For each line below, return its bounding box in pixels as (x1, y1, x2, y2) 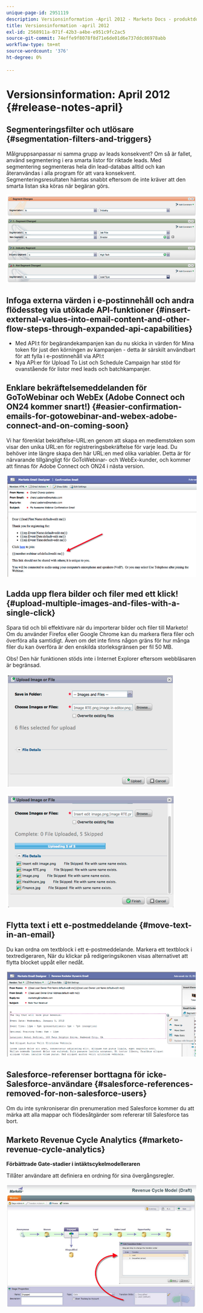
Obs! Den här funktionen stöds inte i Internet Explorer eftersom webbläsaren (6, 655, 196, 662)
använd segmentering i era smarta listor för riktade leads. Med (6, 156, 162, 163)
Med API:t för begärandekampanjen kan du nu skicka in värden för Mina (14, 339, 195, 347)
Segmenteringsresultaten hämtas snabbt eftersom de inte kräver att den (6, 175, 186, 183)
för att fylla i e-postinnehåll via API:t (14, 353, 105, 360)
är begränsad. (6, 661, 41, 669)
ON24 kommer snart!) (6, 402, 91, 412)
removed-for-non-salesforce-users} (6, 1089, 147, 1099)
